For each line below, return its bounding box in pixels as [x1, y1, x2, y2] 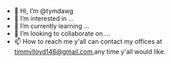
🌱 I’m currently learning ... [13, 22, 90, 30]
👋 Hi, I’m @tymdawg [13, 7, 74, 15]
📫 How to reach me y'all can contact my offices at [13, 38, 163, 45]
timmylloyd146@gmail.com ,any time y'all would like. [13, 47, 166, 56]
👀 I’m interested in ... [13, 14, 74, 23]
